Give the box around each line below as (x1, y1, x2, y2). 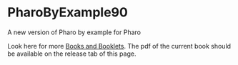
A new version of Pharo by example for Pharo (7, 28, 142, 36)
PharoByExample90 (7, 4, 129, 21)
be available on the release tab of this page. (7, 49, 137, 58)
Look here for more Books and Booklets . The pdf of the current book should (7, 41, 231, 50)
